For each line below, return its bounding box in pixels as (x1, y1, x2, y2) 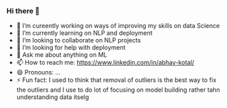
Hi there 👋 (6, 6, 41, 16)
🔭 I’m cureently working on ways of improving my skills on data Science (16, 22, 220, 30)
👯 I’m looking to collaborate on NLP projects (16, 36, 142, 44)
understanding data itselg (16, 93, 89, 101)
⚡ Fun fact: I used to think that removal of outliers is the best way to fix (16, 76, 217, 84)
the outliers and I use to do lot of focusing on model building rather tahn (16, 85, 221, 94)
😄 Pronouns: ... (16, 68, 61, 77)
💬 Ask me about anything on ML (16, 51, 107, 59)
